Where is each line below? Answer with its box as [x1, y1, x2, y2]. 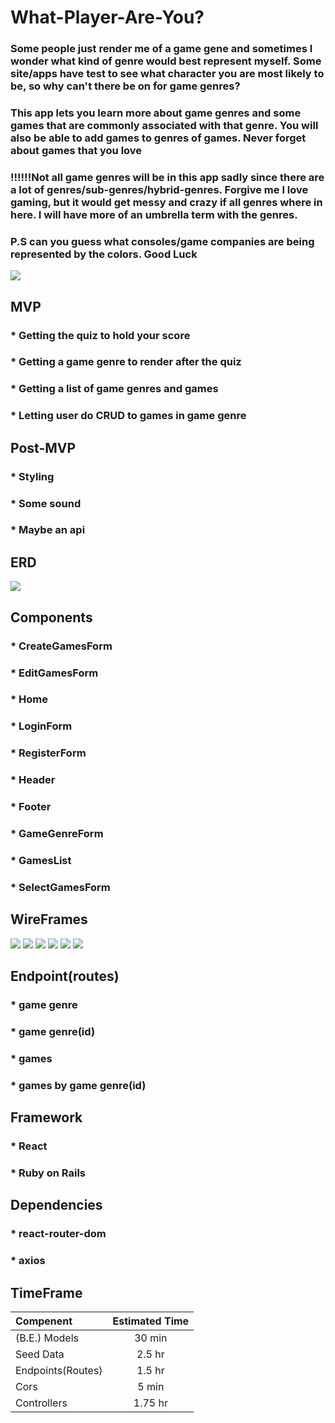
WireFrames [10, 911, 88, 928]
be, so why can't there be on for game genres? [10, 79, 241, 93]
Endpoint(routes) [10, 968, 120, 985]
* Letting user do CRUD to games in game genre [10, 409, 247, 423]
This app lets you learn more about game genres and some [10, 106, 302, 120]
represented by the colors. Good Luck [10, 247, 198, 261]
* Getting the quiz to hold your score [10, 328, 191, 342]
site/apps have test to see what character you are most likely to [10, 67, 325, 81]
